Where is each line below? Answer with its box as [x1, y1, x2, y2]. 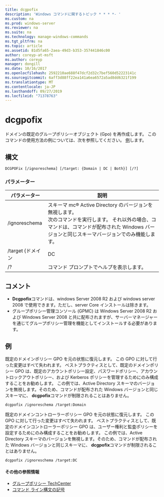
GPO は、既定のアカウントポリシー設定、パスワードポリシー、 [14, 368, 141, 374]
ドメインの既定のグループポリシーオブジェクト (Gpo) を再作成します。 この [5, 131, 157, 137]
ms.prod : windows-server [5, 21, 56, 26]
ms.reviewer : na [5, 25, 38, 30]
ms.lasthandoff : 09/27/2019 [5, 89, 62, 94]
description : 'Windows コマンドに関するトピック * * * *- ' [5, 12, 121, 17]
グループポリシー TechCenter [12, 480, 71, 486]
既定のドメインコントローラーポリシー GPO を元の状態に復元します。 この [5, 411, 155, 417]
